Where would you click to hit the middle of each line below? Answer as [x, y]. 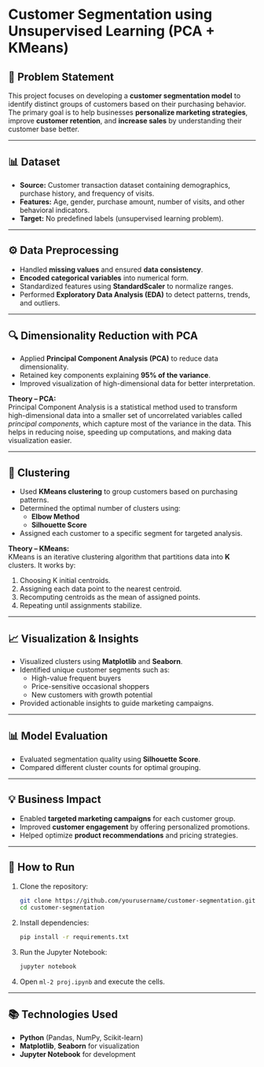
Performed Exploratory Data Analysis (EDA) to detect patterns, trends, [135, 294]
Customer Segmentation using [110, 15]
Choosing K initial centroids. [65, 581]
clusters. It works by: [42, 565]
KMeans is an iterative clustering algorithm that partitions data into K [119, 557]
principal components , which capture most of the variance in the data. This [130, 424]
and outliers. [40, 302]
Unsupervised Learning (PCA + [112, 31]
